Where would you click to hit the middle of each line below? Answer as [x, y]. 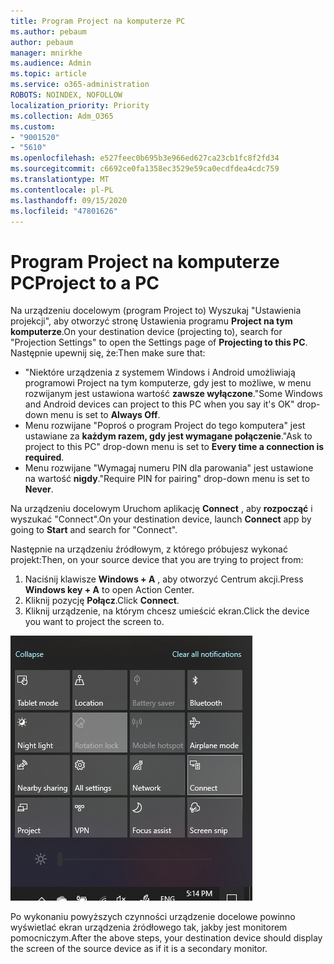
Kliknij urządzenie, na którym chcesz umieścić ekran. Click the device [167, 611]
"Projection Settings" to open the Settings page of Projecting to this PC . [159, 342]
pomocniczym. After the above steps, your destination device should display [166, 938]
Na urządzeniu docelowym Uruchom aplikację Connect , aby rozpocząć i [161, 509]
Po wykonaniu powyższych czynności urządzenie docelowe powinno [153, 917]
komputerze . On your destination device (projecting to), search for [146, 332]
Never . [39, 489]
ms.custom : [33, 126]
